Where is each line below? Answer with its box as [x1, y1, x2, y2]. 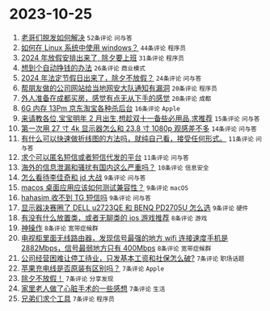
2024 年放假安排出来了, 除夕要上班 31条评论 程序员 [20, 53, 185, 62]
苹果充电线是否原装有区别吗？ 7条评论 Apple [20, 263, 165, 273]
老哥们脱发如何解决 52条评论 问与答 [20, 32, 133, 42]
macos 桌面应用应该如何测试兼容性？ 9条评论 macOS [20, 183, 189, 192]
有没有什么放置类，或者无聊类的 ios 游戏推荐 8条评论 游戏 [20, 212, 208, 222]
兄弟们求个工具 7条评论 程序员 [20, 293, 116, 303]
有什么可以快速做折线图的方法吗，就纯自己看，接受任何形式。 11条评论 [20, 133, 254, 143]
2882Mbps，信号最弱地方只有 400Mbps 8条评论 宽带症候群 [20, 243, 212, 253]
